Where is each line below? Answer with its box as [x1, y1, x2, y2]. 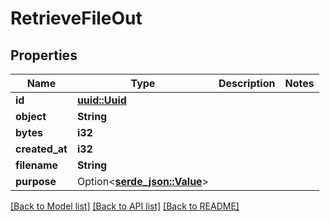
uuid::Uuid [76, 93, 127, 107]
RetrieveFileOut [10, 7, 143, 30]
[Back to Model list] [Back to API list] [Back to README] [10, 200, 240, 212]
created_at [15, 142, 68, 156]
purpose [15, 175, 57, 188]
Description [218, 77, 276, 90]
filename [15, 158, 59, 172]
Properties [10, 47, 78, 64]
